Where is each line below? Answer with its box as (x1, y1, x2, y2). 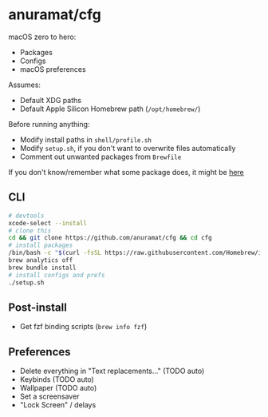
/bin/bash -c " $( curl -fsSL (8, 249, 102, 257)
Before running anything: (8, 119, 90, 129)
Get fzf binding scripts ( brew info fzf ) (19, 322, 148, 332)
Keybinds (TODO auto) (19, 375, 94, 384)
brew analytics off (8, 256, 73, 264)
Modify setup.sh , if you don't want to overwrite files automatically (19, 143, 236, 153)
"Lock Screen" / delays (19, 400, 97, 410)
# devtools (8, 212, 45, 220)
